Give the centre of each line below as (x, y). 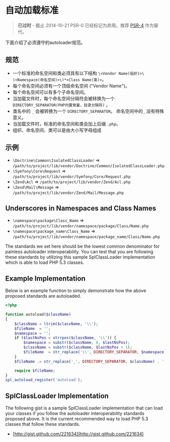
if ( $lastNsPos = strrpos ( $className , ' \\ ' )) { (65, 338)
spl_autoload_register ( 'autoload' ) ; (44, 380)
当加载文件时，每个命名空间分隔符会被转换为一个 (63, 98)
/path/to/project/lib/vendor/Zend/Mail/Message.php (68, 193)
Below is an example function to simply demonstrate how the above (76, 291)
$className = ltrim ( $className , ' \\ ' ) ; (56, 324)
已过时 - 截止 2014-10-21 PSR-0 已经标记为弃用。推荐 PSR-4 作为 (86, 25)
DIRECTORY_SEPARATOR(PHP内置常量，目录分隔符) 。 (61, 105)
